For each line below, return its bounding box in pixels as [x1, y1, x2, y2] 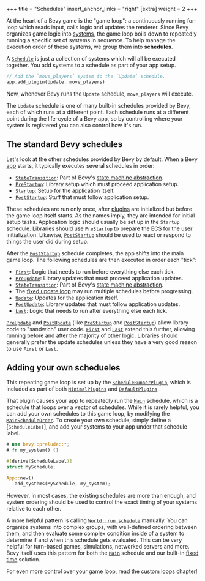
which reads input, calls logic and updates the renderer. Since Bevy [18, 24, 189, 31]
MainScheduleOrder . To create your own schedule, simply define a [6, 416, 171, 424]
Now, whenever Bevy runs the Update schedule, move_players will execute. [6, 90, 193, 97]
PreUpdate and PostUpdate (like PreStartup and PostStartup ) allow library [6, 318, 188, 326]
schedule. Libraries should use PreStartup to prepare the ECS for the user [6, 225, 193, 232]
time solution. [6, 555, 41, 563]
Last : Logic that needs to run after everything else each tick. [15, 307, 168, 314]
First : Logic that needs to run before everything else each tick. [15, 268, 176, 275]
